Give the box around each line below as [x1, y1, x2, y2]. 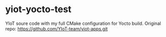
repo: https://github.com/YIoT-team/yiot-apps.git [5, 25, 108, 31]
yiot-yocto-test [5, 4, 72, 15]
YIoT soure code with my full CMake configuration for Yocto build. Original [5, 20, 161, 26]
